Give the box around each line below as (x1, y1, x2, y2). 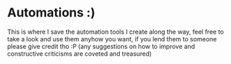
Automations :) (7, 5, 95, 21)
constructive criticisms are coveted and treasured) (7, 50, 152, 58)
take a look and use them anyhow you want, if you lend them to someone (7, 34, 217, 43)
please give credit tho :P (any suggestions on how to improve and (7, 42, 196, 50)
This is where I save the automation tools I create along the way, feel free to (7, 28, 224, 36)
